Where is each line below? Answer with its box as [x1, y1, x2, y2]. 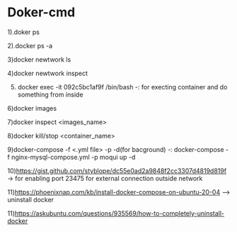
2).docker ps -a [7, 41, 53, 50]
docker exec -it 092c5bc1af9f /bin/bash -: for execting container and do [17, 82, 228, 91]
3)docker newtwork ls [7, 55, 71, 64]
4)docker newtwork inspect [7, 69, 88, 77]
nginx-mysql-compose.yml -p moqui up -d [11, 153, 136, 161]
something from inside [17, 90, 83, 99]
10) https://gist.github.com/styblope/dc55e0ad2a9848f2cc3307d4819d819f [7, 166, 227, 175]
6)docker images [7, 104, 57, 112]
